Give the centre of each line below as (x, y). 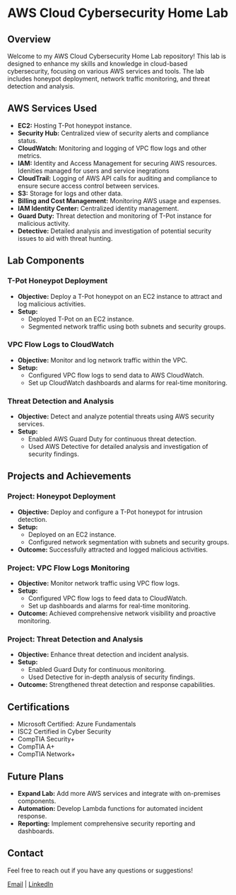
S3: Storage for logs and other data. (70, 193)
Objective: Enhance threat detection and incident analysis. (103, 655)
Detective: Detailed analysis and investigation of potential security (114, 231)
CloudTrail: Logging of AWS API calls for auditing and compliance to (117, 178)
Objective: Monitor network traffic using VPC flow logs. (99, 583)
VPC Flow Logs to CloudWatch (61, 345)
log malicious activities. (52, 304)
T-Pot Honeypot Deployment (58, 281)
